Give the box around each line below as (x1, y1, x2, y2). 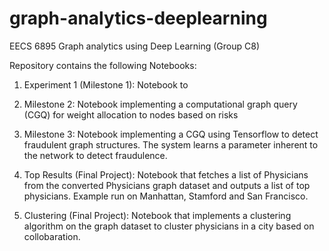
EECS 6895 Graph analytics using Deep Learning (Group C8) (9, 40, 261, 52)
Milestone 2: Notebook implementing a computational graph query (23, 98, 298, 110)
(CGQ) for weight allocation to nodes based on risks (23, 108, 239, 121)
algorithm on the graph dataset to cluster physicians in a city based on (23, 220, 315, 232)
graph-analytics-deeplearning (9, 7, 268, 30)
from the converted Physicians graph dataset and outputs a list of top (23, 179, 311, 191)
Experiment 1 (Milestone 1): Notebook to (23, 78, 189, 91)
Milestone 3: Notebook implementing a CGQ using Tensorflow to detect (23, 128, 319, 140)
